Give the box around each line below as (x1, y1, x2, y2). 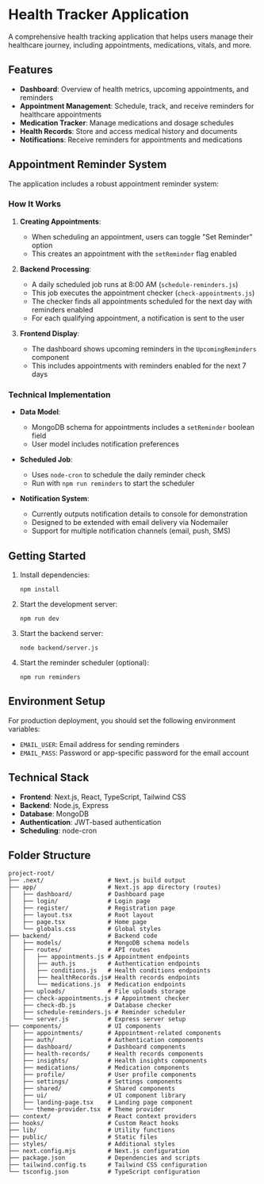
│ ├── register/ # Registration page (8, 904, 176, 913)
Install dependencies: (19, 569, 90, 580)
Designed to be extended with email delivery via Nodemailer (31, 518, 228, 527)
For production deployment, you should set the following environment (8, 715, 236, 725)
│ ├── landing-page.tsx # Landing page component (8, 1098, 193, 1107)
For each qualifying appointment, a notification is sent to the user (31, 313, 245, 323)
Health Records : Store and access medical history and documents (19, 126, 238, 136)
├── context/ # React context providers (8, 1113, 197, 1121)
